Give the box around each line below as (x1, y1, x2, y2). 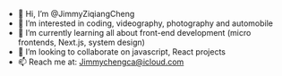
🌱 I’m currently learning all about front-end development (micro (17, 28, 252, 38)
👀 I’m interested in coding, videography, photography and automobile (17, 18, 274, 29)
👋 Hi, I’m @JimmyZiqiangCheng (17, 9, 135, 19)
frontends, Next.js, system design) (17, 37, 146, 47)
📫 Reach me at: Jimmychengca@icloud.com (17, 56, 184, 67)
